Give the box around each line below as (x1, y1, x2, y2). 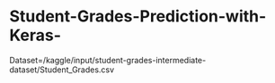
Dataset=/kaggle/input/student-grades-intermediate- (9, 54, 207, 65)
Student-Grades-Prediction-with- (9, 6, 267, 27)
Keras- (9, 25, 61, 46)
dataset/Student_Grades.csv (9, 64, 115, 75)
